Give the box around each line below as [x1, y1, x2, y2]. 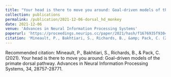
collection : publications [5, 12, 60, 17]
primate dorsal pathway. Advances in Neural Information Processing [5, 60, 149, 66]
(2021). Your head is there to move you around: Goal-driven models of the [5, 55, 160, 61]
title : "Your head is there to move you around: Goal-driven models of [5, 7, 160, 13]
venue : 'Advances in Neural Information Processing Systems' [5, 26, 138, 31]
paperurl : [5, 31, 26, 36]
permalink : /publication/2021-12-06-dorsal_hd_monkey [5, 17, 122, 22]
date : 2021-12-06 [5, 21, 42, 27]
